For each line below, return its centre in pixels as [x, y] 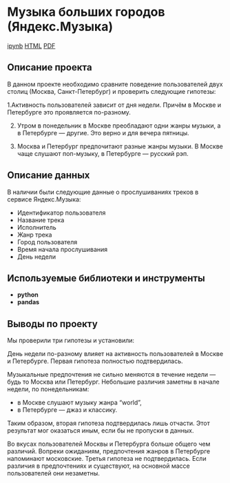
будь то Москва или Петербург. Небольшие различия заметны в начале [113, 382]
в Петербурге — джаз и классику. [67, 410]
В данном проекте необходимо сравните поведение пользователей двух [115, 84]
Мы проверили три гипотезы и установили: [71, 341]
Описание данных [49, 176]
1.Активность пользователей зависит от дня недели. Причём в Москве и [114, 105]
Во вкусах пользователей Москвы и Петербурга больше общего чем [109, 444]
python [28, 295]
